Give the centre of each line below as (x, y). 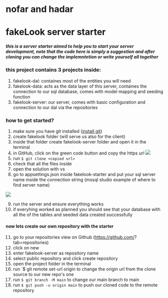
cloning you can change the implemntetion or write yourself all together (82, 56)
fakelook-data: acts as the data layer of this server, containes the (80, 86)
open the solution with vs (39, 169)
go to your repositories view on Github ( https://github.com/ (73, 237)
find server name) (31, 185)
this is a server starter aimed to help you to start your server (70, 46)
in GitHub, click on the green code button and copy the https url (78, 153)
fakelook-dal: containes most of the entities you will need (72, 80)
